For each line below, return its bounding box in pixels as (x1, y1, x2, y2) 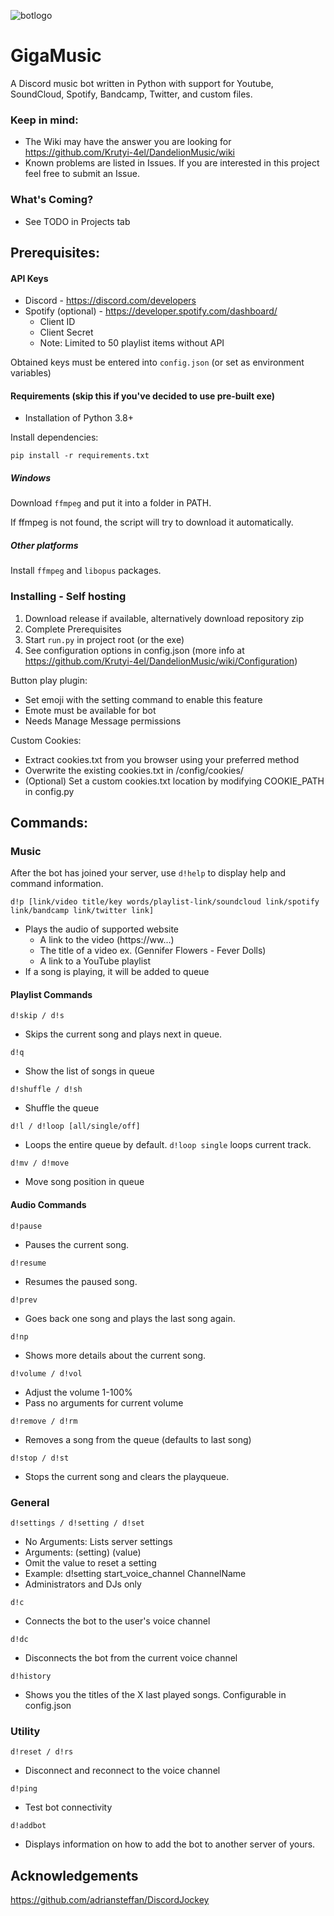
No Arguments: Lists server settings (24, 1535, 173, 1547)
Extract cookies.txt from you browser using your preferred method (24, 753, 300, 765)
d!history (10, 1671, 52, 1681)
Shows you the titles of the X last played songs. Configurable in (24, 1688, 287, 1700)
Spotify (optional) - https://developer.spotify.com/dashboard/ (24, 305, 278, 317)
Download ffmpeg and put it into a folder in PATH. (10, 497, 212, 509)
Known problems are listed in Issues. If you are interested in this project (24, 157, 320, 169)
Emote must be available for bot (24, 704, 157, 716)
